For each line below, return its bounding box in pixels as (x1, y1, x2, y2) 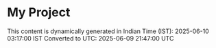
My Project (7, 5, 71, 20)
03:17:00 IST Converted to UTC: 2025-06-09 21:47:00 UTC (7, 34, 174, 42)
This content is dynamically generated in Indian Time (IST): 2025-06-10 (7, 27, 209, 35)
